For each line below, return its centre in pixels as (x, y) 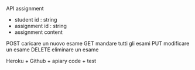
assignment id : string (41, 26)
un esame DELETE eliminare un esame (52, 50)
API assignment (25, 8)
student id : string (36, 20)
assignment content (39, 32)
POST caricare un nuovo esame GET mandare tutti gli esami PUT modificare (98, 43)
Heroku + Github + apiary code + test (51, 61)
